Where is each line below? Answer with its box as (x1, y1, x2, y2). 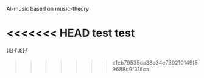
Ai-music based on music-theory (6, 5, 90, 12)
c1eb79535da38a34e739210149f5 (112, 59, 198, 66)
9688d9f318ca (112, 65, 149, 73)
